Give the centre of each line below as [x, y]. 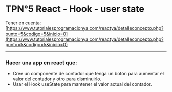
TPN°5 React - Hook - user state [75, 9]
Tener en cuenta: [23, 23]
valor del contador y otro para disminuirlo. [57, 79]
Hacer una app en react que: [41, 63]
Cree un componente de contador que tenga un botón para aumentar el [88, 74]
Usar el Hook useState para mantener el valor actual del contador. [82, 84]
